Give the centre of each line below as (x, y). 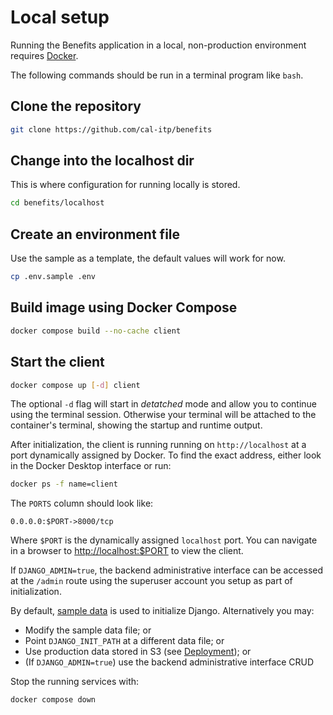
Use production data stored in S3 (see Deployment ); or (138, 652)
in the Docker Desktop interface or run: (91, 466)
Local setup (60, 17)
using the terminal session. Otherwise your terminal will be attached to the (163, 415)
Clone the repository (76, 106)
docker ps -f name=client (64, 484)
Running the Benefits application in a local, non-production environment (158, 45)
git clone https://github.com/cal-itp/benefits (111, 129)
